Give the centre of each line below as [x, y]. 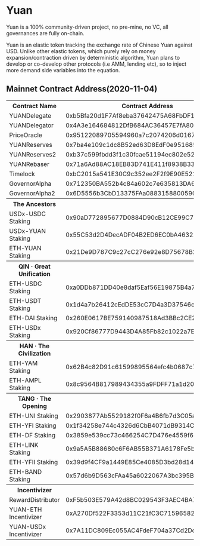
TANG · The [35, 398]
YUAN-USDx [28, 526]
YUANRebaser [29, 164]
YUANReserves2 [33, 154]
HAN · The [35, 346]
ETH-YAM [24, 363]
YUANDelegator [32, 125]
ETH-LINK [24, 444]
